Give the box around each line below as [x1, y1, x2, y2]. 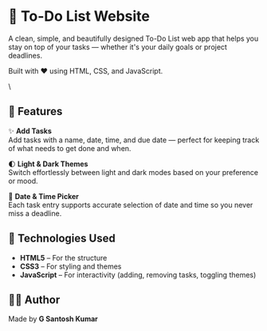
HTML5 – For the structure [19, 253, 108, 262]
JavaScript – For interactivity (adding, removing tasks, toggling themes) [19, 269, 257, 279]
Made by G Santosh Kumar [8, 314, 98, 324]
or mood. [8, 176, 38, 185]
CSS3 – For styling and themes [19, 261, 122, 271]
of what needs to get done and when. [8, 143, 132, 153]
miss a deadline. [8, 208, 62, 218]
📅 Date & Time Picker [8, 191, 80, 201]
